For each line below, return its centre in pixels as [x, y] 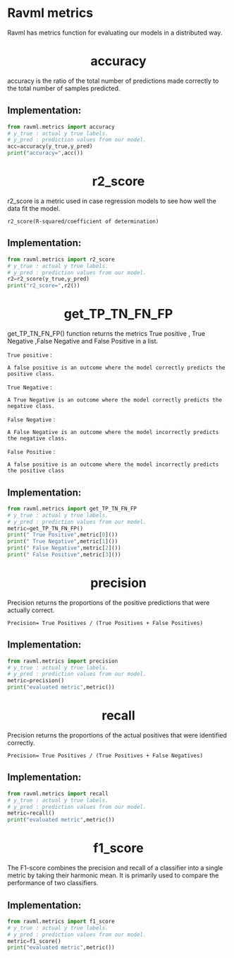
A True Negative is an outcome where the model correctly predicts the [115, 400]
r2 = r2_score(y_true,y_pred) [49, 279]
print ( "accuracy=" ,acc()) [45, 153]
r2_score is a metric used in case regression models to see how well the [112, 201]
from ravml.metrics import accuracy [61, 127]
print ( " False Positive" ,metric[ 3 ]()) [64, 555]
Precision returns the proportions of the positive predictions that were [109, 602]
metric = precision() [36, 681]
